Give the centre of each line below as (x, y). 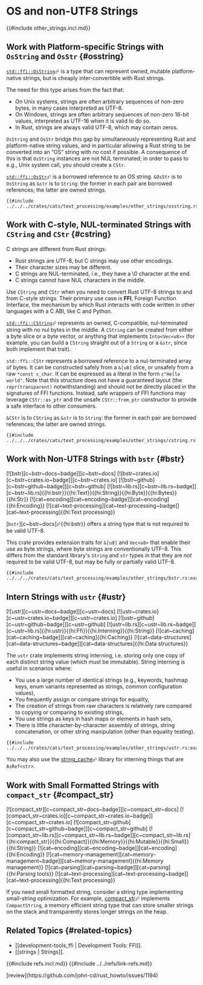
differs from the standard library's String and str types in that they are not (99, 556)
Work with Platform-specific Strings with (85, 47)
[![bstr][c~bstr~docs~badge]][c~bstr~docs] (61, 474)
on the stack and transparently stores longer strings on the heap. (87, 912)
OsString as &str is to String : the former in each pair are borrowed (89, 183)
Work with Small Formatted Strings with (82, 785)
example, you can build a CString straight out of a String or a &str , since (97, 342)
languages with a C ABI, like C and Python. (60, 311)
